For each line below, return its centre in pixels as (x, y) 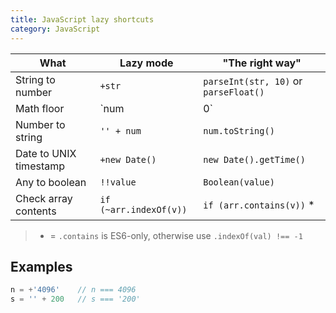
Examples (41, 266)
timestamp (40, 166)
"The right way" (262, 63)
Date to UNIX (46, 153)
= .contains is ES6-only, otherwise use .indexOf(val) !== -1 (176, 235)
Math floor (40, 108)
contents (36, 211)
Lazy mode (146, 63)
